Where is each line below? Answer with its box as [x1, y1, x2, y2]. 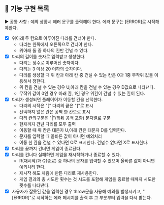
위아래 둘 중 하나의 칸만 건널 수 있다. [19, 47, 89, 53]
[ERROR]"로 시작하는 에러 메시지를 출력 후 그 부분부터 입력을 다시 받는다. [11, 195, 152, 201]
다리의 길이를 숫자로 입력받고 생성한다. [11, 53, 86, 59]
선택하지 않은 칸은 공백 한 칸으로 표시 [19, 109, 91, 114]
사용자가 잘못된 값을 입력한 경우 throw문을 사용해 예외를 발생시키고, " [11, 188, 145, 195]
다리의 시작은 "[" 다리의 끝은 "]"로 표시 [19, 102, 94, 108]
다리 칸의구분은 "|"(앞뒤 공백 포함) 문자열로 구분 [19, 115, 111, 121]
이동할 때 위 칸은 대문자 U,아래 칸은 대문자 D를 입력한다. [19, 127, 127, 133]
